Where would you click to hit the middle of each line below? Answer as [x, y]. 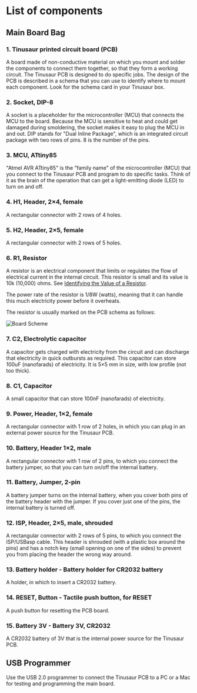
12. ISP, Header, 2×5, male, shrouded [60, 523]
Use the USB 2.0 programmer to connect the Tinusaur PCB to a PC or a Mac [98, 677]
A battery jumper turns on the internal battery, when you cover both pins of [97, 495]
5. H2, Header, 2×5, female [45, 230]
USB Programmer [39, 663]
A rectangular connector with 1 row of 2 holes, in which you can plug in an [96, 427]
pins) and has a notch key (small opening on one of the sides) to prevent [94, 548]
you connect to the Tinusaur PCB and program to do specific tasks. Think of [98, 174]
